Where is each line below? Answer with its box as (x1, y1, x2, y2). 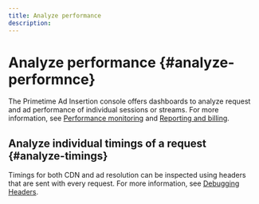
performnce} (8, 70, 96, 88)
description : (8, 19, 52, 27)
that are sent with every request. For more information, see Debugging (8, 178, 240, 188)
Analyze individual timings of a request (8, 136, 207, 150)
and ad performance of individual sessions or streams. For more (8, 105, 219, 115)
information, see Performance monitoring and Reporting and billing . (8, 113, 230, 124)
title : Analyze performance (8, 11, 102, 20)
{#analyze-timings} (8, 149, 108, 163)
